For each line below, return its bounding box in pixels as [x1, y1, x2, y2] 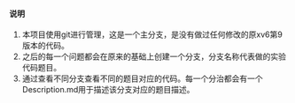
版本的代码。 [21, 40, 69, 51]
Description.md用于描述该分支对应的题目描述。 [21, 85, 195, 95]
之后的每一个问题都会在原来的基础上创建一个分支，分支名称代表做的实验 [21, 51, 286, 62]
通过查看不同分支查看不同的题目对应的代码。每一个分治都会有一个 [21, 73, 263, 84]
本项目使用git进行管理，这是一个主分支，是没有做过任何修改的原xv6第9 [21, 29, 283, 40]
